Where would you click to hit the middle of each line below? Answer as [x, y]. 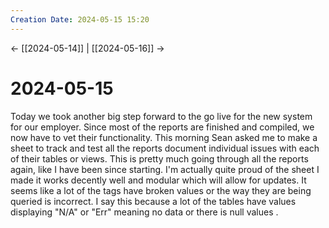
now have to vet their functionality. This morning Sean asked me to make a [164, 137]
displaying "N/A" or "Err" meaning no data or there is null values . [144, 212]
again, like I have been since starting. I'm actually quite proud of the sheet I [165, 169]
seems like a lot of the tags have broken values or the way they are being [161, 190]
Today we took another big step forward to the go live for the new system [161, 116]
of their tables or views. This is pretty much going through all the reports [159, 158]
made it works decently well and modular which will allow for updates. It [158, 180]
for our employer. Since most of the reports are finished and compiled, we [162, 127]
